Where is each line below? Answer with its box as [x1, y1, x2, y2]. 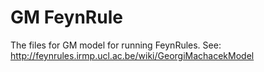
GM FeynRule [10, 6, 123, 29]
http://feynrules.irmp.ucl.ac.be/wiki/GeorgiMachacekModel [10, 49, 255, 61]
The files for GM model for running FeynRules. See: [10, 39, 222, 51]
